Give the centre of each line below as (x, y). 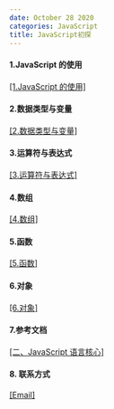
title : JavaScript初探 (50, 34)
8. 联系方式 (30, 374)
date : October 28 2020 (52, 18)
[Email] (22, 395)
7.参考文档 (28, 330)
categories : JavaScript (54, 26)
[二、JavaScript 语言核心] (57, 352)
